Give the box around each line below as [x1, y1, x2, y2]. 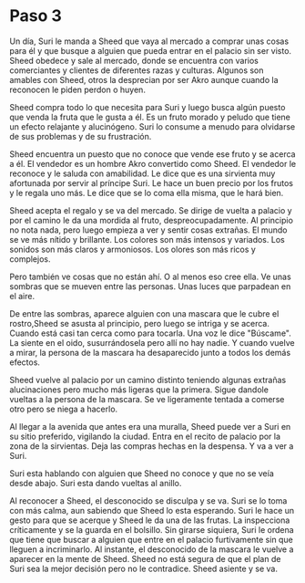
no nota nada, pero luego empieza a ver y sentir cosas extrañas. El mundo [9, 224, 289, 235]
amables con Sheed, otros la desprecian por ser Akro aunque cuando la [9, 74, 280, 85]
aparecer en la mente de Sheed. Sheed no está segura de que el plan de [9, 553, 281, 564]
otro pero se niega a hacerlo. [9, 403, 118, 414]
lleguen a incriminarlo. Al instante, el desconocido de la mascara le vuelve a [9, 544, 294, 555]
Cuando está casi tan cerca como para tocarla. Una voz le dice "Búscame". [9, 328, 291, 338]
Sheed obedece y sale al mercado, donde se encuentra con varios [9, 55, 259, 66]
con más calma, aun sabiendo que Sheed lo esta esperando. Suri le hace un [9, 505, 295, 515]
